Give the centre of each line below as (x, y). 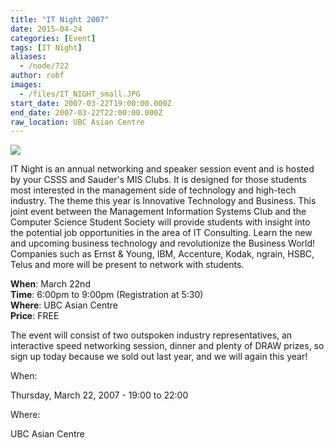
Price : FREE (35, 316)
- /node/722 (44, 66)
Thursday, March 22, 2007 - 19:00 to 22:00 (99, 395)
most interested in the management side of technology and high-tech (153, 190)
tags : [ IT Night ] (46, 47)
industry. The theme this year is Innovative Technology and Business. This (163, 201)
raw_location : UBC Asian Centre (77, 122)
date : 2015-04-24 (46, 29)
